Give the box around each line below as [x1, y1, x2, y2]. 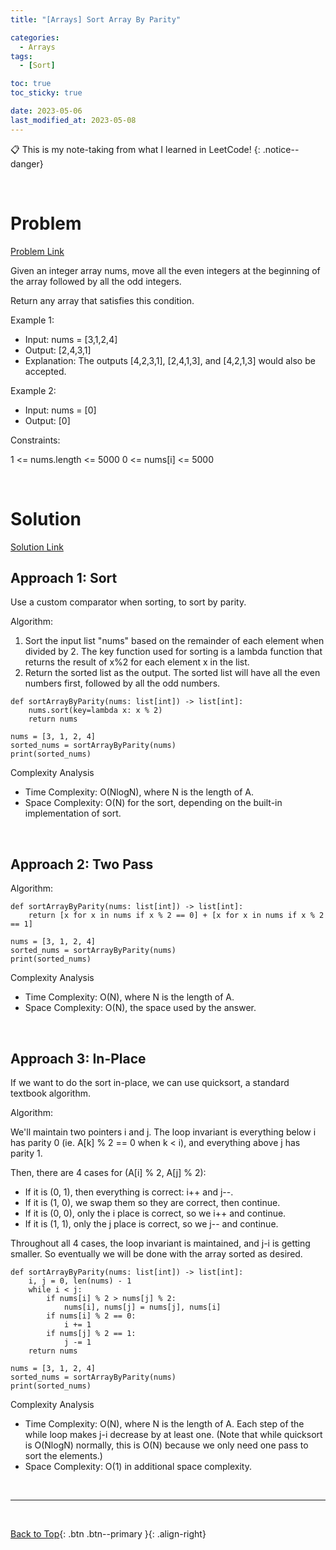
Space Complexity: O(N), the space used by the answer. [24, 1002, 257, 1014]
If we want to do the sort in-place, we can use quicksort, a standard [10, 1076, 290, 1088]
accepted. [24, 365, 67, 377]
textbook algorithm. [10, 1087, 91, 1099]
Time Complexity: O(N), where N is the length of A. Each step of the [24, 1417, 305, 1430]
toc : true [10, 79, 52, 89]
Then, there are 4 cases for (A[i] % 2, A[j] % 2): [10, 1166, 207, 1178]
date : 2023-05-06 [10, 106, 83, 116]
